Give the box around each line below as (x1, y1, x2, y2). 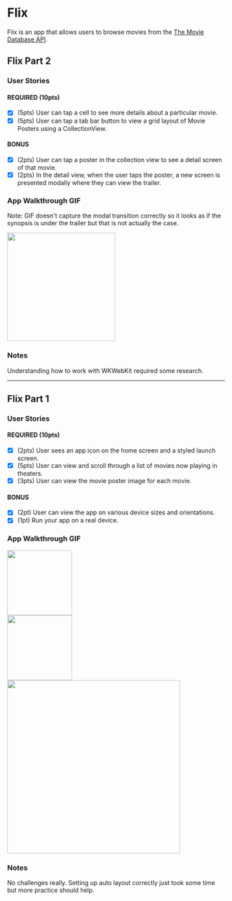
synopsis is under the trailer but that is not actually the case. (7, 219, 179, 227)
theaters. (17, 469, 43, 478)
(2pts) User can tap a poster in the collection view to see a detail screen (17, 155, 222, 164)
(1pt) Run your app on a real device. (17, 516, 119, 525)
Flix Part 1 (7, 393, 50, 405)
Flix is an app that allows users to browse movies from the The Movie (7, 28, 204, 36)
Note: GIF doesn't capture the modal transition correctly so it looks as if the (7, 211, 222, 220)
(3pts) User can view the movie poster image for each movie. (17, 477, 192, 485)
